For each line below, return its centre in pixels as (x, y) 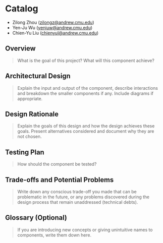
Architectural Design (38, 76)
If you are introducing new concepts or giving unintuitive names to (85, 230)
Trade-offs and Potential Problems (59, 180)
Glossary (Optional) (36, 218)
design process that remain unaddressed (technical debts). (78, 202)
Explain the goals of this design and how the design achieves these (86, 126)
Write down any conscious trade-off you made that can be (77, 192)
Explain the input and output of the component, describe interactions (87, 88)
